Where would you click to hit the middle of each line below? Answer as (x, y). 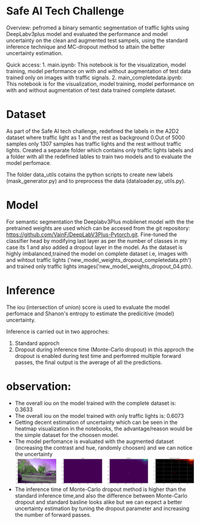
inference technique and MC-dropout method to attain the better (86, 47)
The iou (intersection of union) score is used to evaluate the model (88, 307)
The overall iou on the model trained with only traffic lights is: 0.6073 (99, 415)
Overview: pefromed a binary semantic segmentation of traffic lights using (98, 28)
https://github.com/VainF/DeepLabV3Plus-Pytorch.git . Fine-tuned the (92, 234)
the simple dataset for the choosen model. (67, 435)
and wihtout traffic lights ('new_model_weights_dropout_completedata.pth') (99, 260)
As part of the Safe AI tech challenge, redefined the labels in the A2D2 (93, 131)
